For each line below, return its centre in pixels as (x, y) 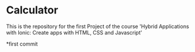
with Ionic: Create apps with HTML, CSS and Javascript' (74, 32)
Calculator (32, 10)
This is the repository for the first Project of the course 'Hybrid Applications (98, 26)
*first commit (22, 44)
